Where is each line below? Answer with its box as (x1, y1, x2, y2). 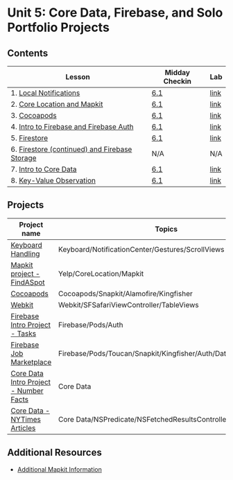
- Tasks (10, 328, 37, 338)
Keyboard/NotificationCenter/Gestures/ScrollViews (58, 244, 225, 254)
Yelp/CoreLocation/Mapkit (58, 268, 144, 278)
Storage (10, 153, 37, 162)
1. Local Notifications (10, 88, 80, 98)
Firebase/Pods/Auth (58, 320, 123, 329)
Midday (164, 68, 191, 77)
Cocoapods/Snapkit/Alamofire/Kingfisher (58, 289, 193, 298)
